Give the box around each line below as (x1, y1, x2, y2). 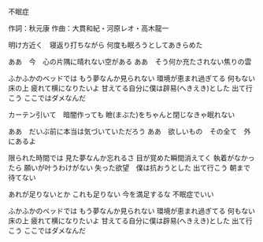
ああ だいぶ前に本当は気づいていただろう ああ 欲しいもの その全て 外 (8, 126, 251, 136)
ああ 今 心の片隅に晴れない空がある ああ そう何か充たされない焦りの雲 (8, 57, 252, 66)
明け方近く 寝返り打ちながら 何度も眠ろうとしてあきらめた (8, 40, 203, 49)
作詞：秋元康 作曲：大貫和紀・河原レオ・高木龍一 (8, 24, 169, 33)
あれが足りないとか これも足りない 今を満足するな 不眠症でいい (8, 189, 214, 199)
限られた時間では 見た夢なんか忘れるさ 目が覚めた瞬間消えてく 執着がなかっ (8, 153, 255, 163)
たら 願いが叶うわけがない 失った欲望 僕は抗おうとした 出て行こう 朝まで (8, 163, 250, 172)
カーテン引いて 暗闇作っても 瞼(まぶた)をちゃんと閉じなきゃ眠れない (8, 110, 235, 119)
